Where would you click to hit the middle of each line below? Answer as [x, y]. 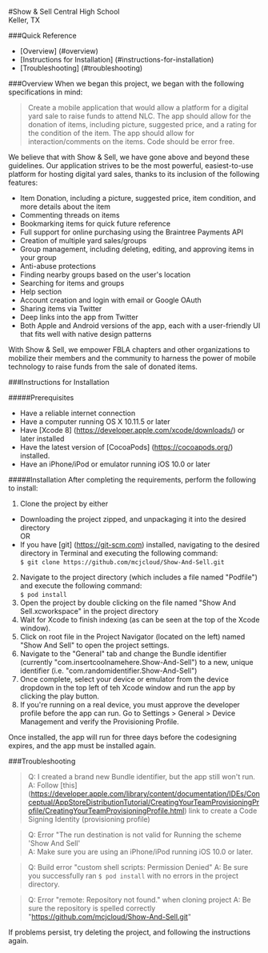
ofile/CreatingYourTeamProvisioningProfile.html [106, 811]
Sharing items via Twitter [61, 308]
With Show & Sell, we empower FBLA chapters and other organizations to [129, 350]
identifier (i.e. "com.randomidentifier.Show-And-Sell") [108, 671]
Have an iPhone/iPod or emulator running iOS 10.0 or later [115, 464]
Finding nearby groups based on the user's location [105, 274]
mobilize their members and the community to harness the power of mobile [132, 358]
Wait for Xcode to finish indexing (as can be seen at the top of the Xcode [140, 620]
